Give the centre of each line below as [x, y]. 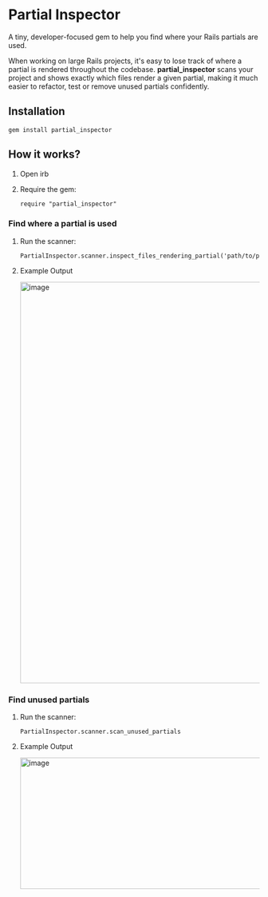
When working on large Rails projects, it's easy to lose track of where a [125, 61]
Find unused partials [49, 700]
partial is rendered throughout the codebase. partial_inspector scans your [131, 69]
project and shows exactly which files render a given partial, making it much [133, 78]
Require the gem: [48, 189]
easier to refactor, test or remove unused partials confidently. [109, 86]
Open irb [34, 173]
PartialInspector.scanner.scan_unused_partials [100, 732]
